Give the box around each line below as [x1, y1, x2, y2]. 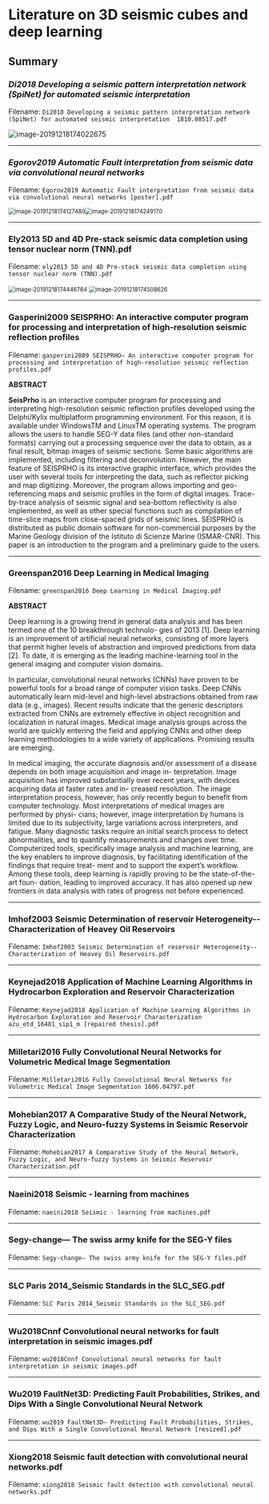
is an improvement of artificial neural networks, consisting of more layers [8, 634, 250, 643]
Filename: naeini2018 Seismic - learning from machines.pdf [8, 1207, 211, 1216]
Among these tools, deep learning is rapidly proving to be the [8, 869, 211, 879]
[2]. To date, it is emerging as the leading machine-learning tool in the [8, 651, 239, 660]
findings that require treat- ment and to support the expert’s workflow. [8, 861, 239, 870]
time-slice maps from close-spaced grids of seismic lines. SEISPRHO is [8, 514, 244, 524]
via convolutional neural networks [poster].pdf [8, 194, 174, 202]
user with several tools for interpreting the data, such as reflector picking [8, 471, 249, 482]
